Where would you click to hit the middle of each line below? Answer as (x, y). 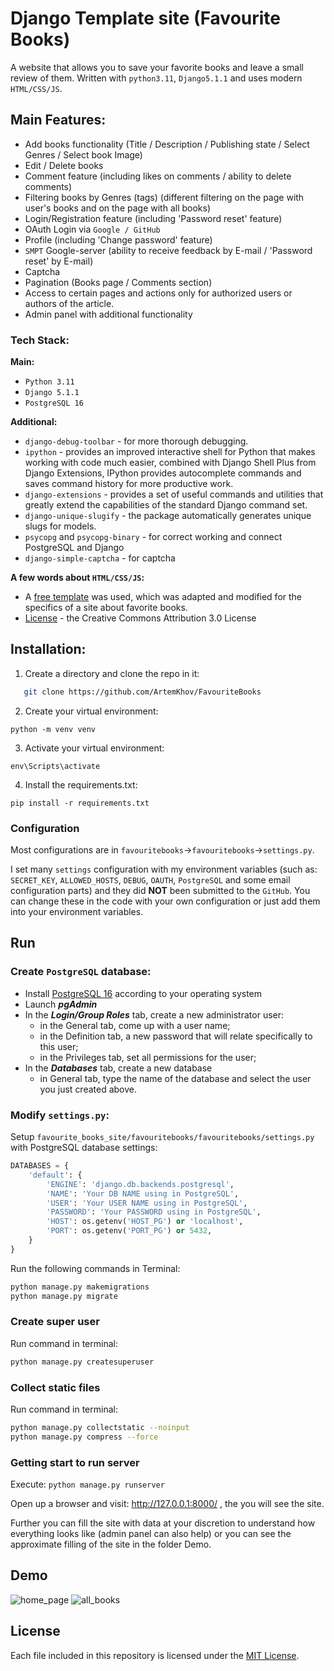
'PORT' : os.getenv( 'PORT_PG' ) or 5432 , (129, 1231)
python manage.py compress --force (84, 1437)
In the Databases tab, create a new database (118, 1068)
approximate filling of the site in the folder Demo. (111, 1544)
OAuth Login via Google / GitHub (92, 229)
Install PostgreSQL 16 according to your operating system (143, 993)
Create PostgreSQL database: (81, 972)
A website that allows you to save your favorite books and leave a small (157, 67)
